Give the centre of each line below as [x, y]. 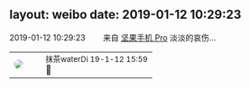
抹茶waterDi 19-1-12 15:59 [97, 59]
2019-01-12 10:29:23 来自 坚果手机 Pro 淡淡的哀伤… [113, 37]
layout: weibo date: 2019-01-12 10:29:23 [125, 15]
